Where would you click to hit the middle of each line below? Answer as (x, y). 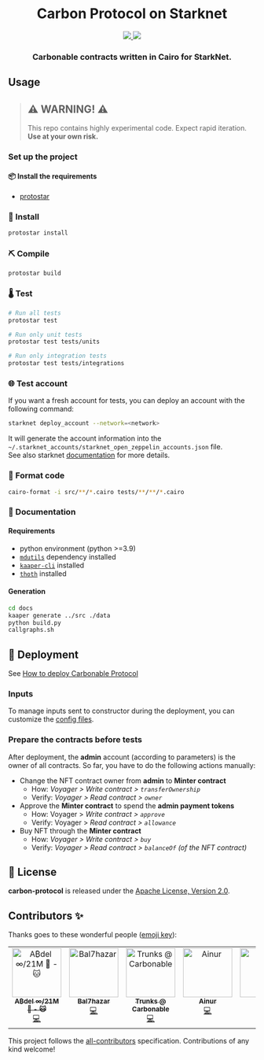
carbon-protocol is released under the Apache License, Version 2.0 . (119, 891)
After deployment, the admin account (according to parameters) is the (122, 757)
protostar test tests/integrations (66, 364)
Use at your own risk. (63, 137)
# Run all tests (35, 313)
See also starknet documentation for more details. (89, 455)
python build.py (35, 622)
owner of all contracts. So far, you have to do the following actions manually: (132, 765)
